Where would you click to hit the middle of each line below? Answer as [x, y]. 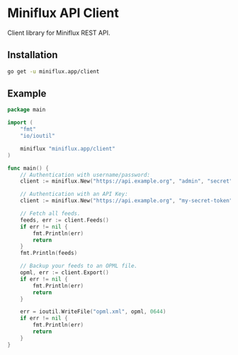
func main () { [28, 168]
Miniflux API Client [63, 13]
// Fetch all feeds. [50, 214]
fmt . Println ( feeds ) [49, 253]
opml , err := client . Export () [65, 273]
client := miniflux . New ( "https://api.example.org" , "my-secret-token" [126, 201]
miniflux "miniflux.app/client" [68, 148]
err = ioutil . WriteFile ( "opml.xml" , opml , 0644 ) [93, 312]
